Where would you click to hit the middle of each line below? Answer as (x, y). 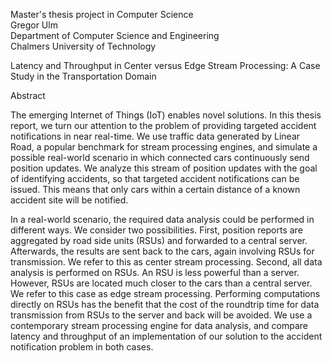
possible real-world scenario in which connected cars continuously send (160, 157)
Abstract (28, 95)
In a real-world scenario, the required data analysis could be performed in (162, 219)
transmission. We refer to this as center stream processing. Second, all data (166, 262)
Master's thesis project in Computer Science (102, 14)
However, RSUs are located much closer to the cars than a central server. (161, 283)
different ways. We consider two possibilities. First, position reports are (156, 230)
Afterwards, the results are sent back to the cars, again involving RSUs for (162, 251)
